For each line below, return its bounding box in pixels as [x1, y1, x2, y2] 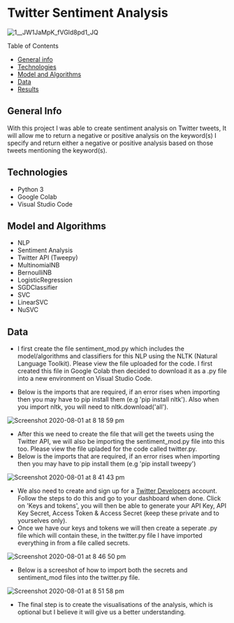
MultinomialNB [17, 261, 60, 269]
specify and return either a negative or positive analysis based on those [7, 139, 214, 147]
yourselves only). [17, 517, 68, 525]
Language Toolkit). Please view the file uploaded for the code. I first [17, 359, 213, 368]
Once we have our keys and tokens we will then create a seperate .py [17, 524, 218, 533]
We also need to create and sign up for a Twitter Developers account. [17, 486, 218, 495]
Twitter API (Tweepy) [17, 253, 78, 262]
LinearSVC [17, 298, 49, 307]
